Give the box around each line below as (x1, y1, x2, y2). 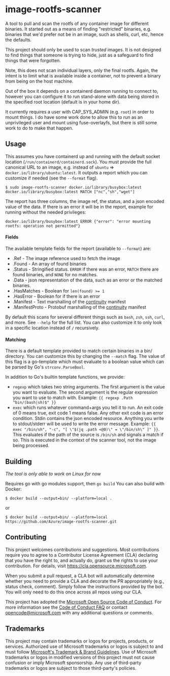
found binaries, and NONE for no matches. (12, 271, 98, 277)
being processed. (12, 443, 50, 449)
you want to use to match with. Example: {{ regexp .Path (12, 395, 133, 401)
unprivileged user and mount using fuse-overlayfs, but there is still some (5, 119, 157, 125)
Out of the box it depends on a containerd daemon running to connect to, (5, 88, 158, 94)
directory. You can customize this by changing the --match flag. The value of (5, 353, 165, 359)
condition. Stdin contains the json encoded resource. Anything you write (12, 415, 164, 422)
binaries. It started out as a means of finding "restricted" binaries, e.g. (5, 25, 152, 32)
